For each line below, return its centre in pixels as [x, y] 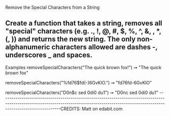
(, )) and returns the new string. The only [71, 39]
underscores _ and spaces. [49, 55]
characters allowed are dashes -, [105, 47]
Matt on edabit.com [102, 108]
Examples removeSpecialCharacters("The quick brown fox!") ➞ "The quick [83, 67]
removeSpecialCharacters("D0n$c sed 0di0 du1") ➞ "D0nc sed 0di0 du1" [82, 92]
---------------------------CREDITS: [43, 108]
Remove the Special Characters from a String [53, 7]
